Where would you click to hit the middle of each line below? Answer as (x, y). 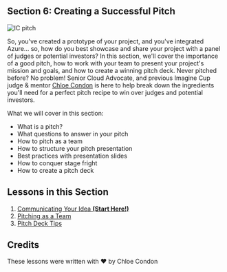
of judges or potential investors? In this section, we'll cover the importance (113, 56)
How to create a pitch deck (55, 170)
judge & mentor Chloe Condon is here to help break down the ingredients (111, 85)
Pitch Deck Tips (40, 223)
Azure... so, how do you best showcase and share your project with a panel (114, 48)
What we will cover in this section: (55, 113)
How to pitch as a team (50, 141)
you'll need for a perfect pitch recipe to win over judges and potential (105, 92)
